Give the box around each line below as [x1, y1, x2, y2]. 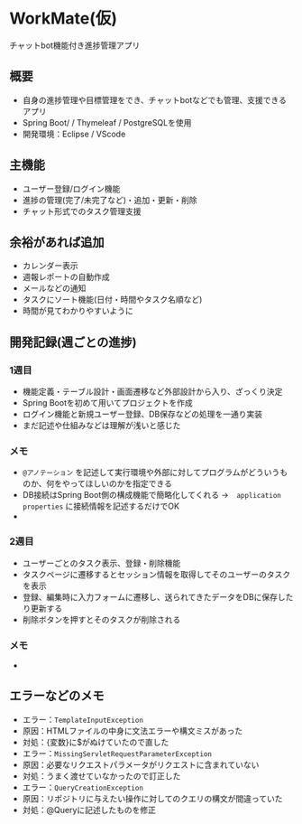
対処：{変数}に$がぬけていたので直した [22, 736, 169, 747]
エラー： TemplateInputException [22, 714, 144, 725]
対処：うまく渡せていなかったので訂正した [22, 770, 181, 782]
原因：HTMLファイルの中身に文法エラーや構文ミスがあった [22, 725, 243, 736]
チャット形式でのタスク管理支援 [22, 205, 142, 217]
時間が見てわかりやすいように [22, 305, 133, 316]
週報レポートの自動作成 [22, 272, 110, 283]
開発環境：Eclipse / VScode [22, 128, 126, 139]
